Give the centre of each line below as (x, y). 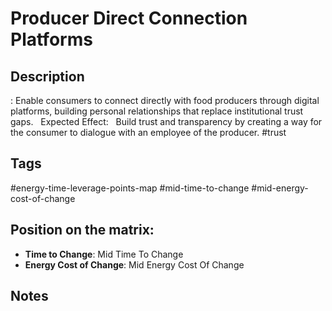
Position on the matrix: (82, 230)
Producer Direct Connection (129, 18)
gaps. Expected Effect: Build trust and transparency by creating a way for (166, 121)
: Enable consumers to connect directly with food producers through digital (165, 100)
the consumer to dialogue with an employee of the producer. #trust (148, 132)
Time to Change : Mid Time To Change (104, 254)
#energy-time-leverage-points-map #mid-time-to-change (130, 188)
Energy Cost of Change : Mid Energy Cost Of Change (134, 264)
